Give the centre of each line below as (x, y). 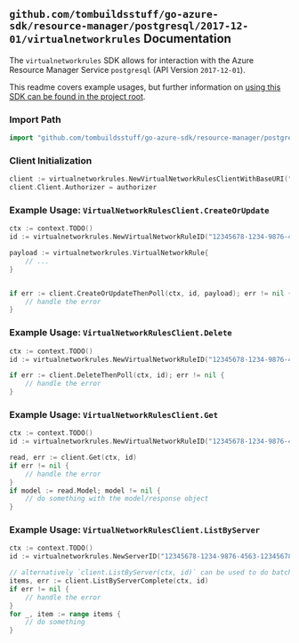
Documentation (187, 39)
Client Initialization (51, 160)
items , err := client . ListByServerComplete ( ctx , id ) (109, 581)
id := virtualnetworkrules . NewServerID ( (85, 557)
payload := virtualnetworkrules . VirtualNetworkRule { (109, 253)
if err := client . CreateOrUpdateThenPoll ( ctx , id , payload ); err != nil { (151, 293)
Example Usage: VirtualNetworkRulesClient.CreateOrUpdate (139, 210)
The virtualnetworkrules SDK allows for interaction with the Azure (132, 60)
